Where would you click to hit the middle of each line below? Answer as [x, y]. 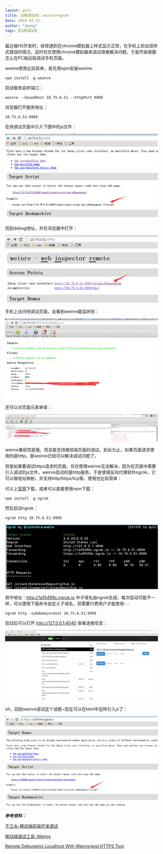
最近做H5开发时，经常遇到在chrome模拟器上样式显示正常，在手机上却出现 [79, 46]
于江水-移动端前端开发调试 [32, 826]
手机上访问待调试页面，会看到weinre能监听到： [52, 311]
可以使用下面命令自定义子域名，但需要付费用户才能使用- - [71, 604]
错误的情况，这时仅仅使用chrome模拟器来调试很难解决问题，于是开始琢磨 [83, 52]
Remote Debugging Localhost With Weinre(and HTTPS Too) [65, 846]
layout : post [18, 10]
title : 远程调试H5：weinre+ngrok [37, 15]
